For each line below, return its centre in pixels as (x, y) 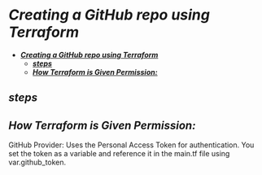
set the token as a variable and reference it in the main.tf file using (119, 154)
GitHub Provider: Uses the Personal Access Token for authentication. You (131, 145)
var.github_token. (37, 162)
